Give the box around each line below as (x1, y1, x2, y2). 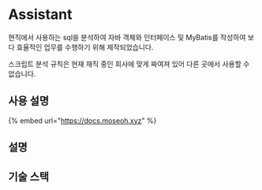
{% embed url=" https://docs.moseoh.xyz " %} (8, 116, 157, 125)
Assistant (8, 6, 73, 24)
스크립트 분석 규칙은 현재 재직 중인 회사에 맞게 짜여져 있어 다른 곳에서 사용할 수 (8, 59, 250, 69)
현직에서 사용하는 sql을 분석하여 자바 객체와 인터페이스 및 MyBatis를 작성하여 (8, 32, 246, 42)
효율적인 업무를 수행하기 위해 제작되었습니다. (16, 42, 154, 52)
